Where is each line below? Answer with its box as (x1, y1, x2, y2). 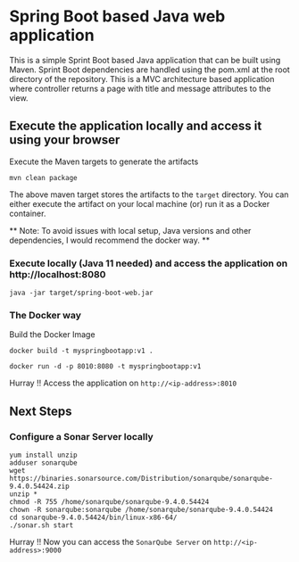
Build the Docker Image (9, 329, 96, 340)
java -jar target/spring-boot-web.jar (9, 288, 154, 298)
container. (9, 208, 46, 219)
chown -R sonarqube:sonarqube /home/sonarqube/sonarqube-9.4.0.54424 (9, 506, 274, 515)
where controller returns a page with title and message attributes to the (9, 83, 271, 94)
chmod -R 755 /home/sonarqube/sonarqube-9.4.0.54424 (9, 498, 210, 507)
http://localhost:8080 (9, 268, 106, 280)
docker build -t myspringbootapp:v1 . (9, 346, 154, 356)
